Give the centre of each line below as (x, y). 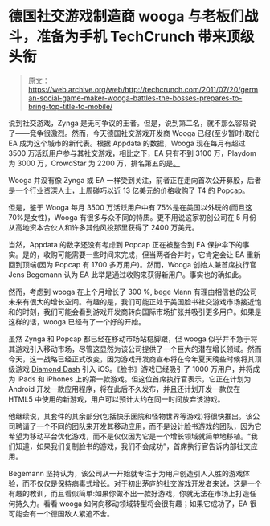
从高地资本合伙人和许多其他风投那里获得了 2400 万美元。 (104, 227)
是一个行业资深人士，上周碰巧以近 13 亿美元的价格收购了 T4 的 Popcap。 (129, 190)
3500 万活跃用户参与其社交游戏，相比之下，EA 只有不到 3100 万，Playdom (133, 153)
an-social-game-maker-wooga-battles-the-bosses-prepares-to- (135, 98)
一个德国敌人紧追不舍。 (75, 513)
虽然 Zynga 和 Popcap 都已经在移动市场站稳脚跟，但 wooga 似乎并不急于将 (133, 339)
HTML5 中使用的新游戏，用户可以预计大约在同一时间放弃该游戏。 (117, 399)
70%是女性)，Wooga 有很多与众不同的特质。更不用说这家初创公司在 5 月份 (133, 217)
